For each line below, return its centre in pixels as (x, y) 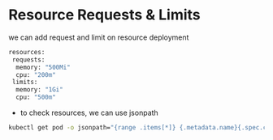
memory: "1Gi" (39, 90)
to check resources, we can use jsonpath (89, 113)
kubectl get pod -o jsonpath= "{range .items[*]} (92, 128)
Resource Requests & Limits (104, 15)
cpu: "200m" (36, 74)
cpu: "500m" (36, 98)
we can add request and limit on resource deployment (99, 37)
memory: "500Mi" (43, 67)
